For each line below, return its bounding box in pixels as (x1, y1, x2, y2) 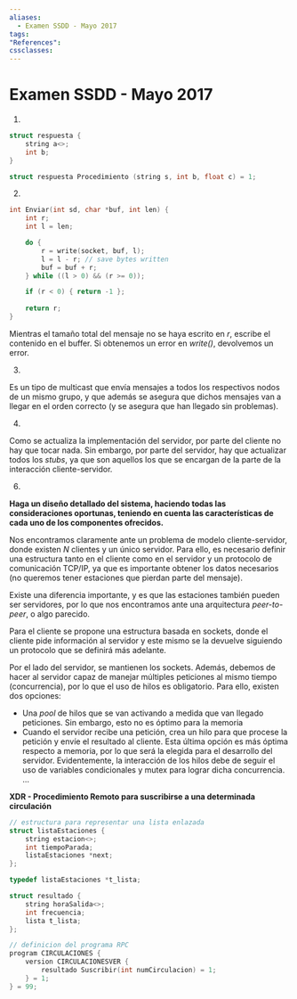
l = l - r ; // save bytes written (41, 255, 169, 264)
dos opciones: (9, 690, 61, 700)
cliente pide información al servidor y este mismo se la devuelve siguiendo (9, 635, 283, 646)
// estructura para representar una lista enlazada (9, 817, 205, 827)
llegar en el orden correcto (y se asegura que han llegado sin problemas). (9, 400, 278, 411)
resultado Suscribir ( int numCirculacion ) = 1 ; (41, 966, 217, 975)
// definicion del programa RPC (9, 941, 129, 950)
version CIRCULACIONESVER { (25, 957, 129, 967)
